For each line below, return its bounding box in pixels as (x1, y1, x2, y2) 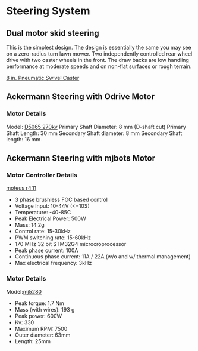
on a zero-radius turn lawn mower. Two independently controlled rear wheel (6, 50, 193, 57)
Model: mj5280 (6, 288, 42, 295)
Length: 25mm (14, 337, 51, 344)
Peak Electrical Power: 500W (14, 215, 86, 222)
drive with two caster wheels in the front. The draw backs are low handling (6, 57, 189, 63)
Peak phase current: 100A (14, 247, 78, 254)
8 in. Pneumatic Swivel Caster (6, 75, 80, 81)
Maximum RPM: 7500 (14, 325, 68, 332)
